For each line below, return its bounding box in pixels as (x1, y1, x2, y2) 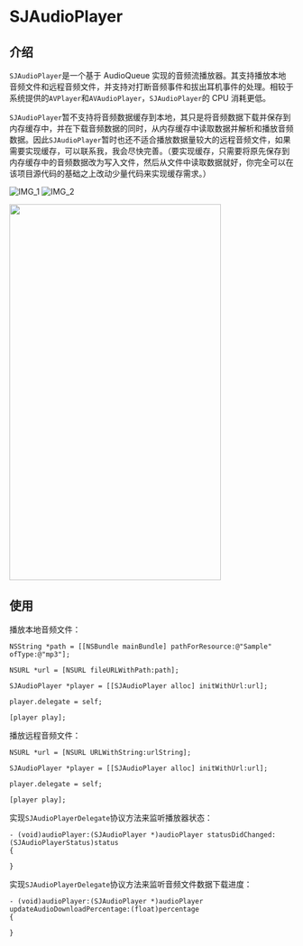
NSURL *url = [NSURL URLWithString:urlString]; (9, 748, 192, 757)
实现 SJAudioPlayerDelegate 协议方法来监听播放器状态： (9, 812, 214, 822)
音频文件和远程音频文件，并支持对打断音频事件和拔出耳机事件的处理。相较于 (9, 81, 294, 92)
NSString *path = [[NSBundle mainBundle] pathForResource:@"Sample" (9, 642, 272, 651)
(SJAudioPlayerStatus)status (9, 838, 119, 847)
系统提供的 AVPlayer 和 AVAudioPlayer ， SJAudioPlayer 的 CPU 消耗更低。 (9, 93, 271, 103)
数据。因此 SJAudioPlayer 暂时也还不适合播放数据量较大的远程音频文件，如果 (9, 134, 291, 145)
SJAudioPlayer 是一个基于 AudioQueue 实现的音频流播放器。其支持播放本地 (9, 70, 287, 80)
